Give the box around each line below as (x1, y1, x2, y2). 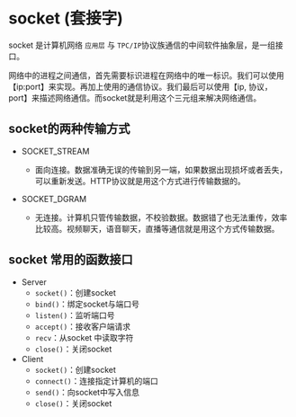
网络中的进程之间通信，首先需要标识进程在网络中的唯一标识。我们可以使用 (8, 69, 284, 81)
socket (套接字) (8, 8, 123, 29)
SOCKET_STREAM (21, 146, 90, 156)
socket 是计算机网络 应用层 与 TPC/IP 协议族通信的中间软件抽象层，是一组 (8, 40, 276, 50)
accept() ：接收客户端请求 (34, 321, 131, 332)
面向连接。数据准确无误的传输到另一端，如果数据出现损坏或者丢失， (34, 164, 288, 175)
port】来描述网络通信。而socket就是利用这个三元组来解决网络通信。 (8, 92, 262, 103)
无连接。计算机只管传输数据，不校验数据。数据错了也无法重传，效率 (34, 212, 288, 223)
